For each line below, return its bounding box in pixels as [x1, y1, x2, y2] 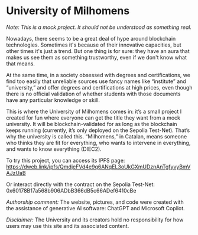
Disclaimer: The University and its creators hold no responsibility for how [6, 216, 184, 223]
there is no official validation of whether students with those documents [6, 90, 181, 97]
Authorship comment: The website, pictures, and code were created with [6, 198, 184, 206]
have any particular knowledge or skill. [6, 96, 100, 104]
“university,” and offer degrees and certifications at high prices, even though [6, 84, 193, 91]
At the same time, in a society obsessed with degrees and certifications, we [6, 71, 191, 78]
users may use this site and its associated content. [6, 222, 129, 229]
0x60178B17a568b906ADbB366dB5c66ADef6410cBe [6, 187, 137, 194]
